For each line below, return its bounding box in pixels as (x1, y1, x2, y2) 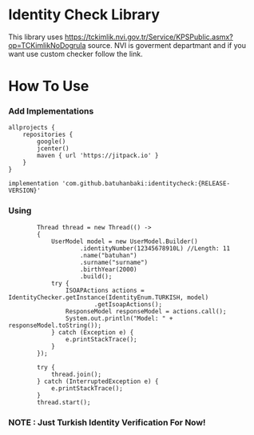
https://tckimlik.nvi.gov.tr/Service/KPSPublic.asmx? (64, 32, 233, 42)
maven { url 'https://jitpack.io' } (37, 152, 159, 160)
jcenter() (37, 145, 69, 153)
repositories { (22, 130, 73, 139)
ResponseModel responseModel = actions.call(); (65, 307, 227, 315)
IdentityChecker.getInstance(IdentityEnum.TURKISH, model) (8, 293, 209, 301)
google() (37, 138, 66, 146)
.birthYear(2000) (79, 265, 137, 273)
